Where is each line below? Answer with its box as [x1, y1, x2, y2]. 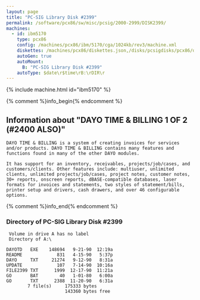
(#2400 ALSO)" [6, 124, 65, 134]
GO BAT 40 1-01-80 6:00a [6, 273, 113, 279]
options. [6, 192, 28, 199]
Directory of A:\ [8, 236, 52, 242]
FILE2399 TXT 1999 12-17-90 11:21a [6, 268, 113, 274]
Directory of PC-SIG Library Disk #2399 [6, 217, 123, 225]
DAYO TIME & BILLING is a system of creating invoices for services [6, 140, 180, 146]
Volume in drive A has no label [8, 231, 89, 237]
